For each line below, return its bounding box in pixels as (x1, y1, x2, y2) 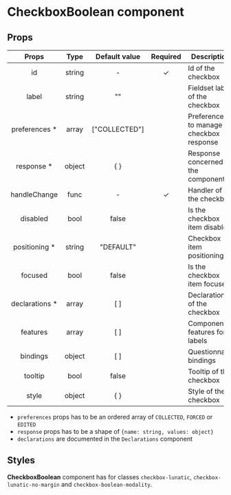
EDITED (16, 421, 36, 428)
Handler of (188, 186, 222, 195)
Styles (7, 454, 36, 466)
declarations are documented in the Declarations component (16, 434, 193, 443)
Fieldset (188, 83, 214, 93)
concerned (188, 157, 223, 166)
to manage (188, 120, 223, 129)
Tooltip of (188, 367, 219, 376)
